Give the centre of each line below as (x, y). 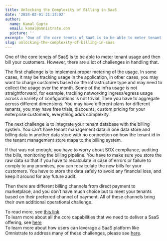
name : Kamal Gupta (29, 24)
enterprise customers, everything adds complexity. (58, 114)
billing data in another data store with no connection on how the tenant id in (83, 135)
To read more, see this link (32, 211)
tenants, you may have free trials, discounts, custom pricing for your (75, 109)
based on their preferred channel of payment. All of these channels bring (80, 196)
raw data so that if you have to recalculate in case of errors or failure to (78, 160)
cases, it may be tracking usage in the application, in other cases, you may (82, 77)
